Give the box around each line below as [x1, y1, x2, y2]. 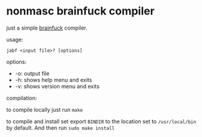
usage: [6, 36, 24, 43]
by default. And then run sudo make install [6, 124, 115, 131]
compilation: [6, 94, 38, 101]
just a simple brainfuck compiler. [6, 24, 88, 31]
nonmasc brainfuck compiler [6, 4, 155, 18]
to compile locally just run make [6, 106, 83, 113]
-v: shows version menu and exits [15, 83, 100, 90]
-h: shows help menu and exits [15, 76, 92, 83]
